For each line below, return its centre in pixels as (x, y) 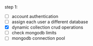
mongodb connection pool (38, 38)
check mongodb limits (34, 33)
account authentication (35, 16)
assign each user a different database (50, 22)
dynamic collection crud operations (47, 27)
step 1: (11, 7)
